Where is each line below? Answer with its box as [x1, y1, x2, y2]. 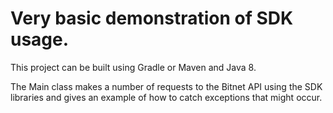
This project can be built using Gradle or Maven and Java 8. [10, 61, 257, 73]
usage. [10, 28, 70, 51]
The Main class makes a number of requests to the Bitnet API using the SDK [10, 80, 323, 92]
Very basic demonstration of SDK [10, 7, 294, 30]
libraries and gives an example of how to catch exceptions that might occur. [10, 91, 323, 103]
